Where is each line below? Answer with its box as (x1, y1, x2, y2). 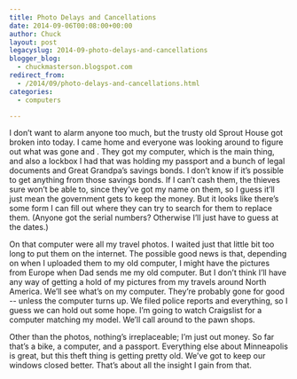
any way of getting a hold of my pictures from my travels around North (9, 277, 267, 288)
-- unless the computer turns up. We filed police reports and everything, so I (9, 296, 288, 306)
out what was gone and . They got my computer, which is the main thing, (9, 146, 275, 157)
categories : (9, 87, 53, 96)
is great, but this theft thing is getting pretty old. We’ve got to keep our (9, 351, 266, 361)
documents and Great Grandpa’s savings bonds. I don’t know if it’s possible (9, 165, 284, 176)
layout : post (9, 37, 58, 47)
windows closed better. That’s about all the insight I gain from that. (9, 360, 253, 371)
